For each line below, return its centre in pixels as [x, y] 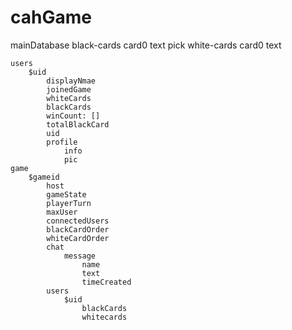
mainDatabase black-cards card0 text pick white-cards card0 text [146, 45]
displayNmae [71, 81]
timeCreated [106, 282]
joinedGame [69, 89]
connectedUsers [78, 221]
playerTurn [69, 203]
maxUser [62, 212]
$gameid [44, 177]
